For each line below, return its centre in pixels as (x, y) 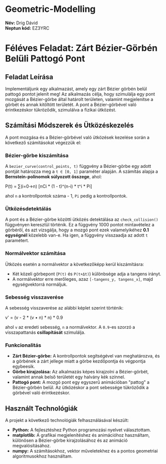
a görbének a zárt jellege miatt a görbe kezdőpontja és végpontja (79, 361)
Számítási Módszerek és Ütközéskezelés (69, 126)
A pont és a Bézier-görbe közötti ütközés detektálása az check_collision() (82, 219)
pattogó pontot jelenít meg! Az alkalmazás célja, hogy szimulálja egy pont (80, 94)
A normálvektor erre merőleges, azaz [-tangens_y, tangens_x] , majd (83, 279)
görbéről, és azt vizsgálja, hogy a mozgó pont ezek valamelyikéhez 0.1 (77, 230)
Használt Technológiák (41, 408)
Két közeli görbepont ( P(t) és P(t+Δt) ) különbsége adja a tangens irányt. (87, 274)
